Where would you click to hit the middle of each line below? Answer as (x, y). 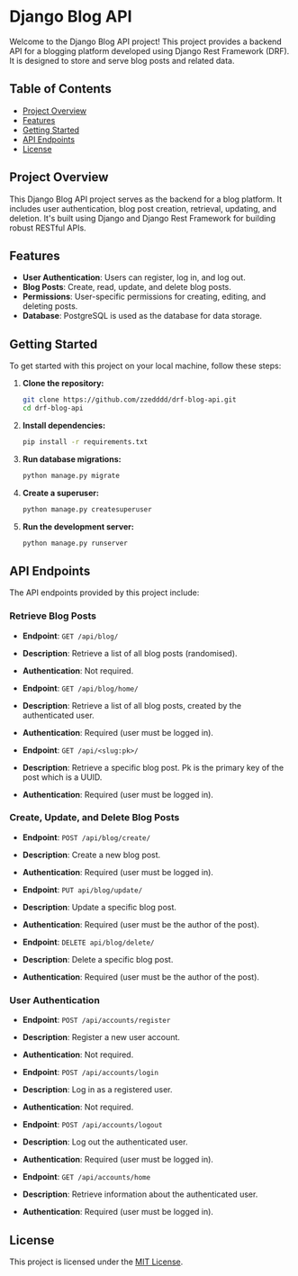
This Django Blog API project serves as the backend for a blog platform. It (146, 199)
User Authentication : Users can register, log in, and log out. (134, 277)
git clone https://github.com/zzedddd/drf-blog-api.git (129, 400)
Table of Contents (61, 89)
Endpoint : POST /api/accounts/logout (92, 1125)
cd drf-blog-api (53, 408)
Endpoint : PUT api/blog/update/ (82, 890)
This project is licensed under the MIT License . (96, 1262)
